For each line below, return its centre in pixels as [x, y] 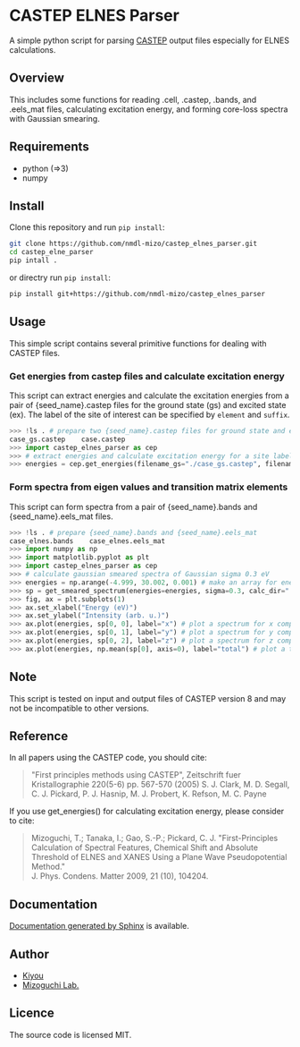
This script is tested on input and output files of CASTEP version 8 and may [148, 698]
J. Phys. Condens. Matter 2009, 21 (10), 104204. [120, 876]
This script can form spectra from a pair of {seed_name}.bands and [133, 506]
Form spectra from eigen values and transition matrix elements [149, 487]
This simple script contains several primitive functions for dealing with [138, 343]
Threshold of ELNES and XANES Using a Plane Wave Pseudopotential [159, 857]
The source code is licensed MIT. [71, 1034]
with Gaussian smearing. [54, 118]
